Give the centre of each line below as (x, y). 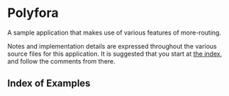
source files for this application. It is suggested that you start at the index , (115, 54)
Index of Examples (49, 84)
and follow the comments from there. (61, 61)
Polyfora (33, 13)
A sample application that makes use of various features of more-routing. (114, 32)
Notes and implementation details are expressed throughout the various (112, 46)
